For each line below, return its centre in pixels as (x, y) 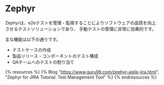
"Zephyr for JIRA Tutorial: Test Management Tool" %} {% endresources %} (81, 77)
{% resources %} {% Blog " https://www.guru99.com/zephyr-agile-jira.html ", (82, 72)
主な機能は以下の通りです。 (33, 39)
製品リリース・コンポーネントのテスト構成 (55, 56)
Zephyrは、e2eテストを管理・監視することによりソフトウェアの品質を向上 (81, 23)
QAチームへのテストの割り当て (43, 62)
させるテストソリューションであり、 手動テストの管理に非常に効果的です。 (81, 29)
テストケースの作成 (32, 50)
